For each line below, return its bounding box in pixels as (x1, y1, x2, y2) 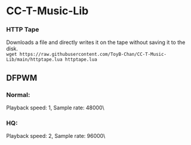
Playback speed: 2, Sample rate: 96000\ (6, 133, 106, 140)
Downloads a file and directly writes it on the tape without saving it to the (6, 39, 186, 46)
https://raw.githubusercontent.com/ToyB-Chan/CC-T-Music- (19, 52, 167, 58)
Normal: (6, 90, 30, 99)
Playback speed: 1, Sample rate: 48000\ (6, 104, 104, 111)
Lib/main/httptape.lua (6, 56, 63, 63)
